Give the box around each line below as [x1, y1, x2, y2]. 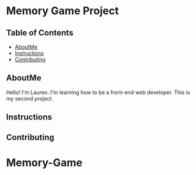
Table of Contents [6, 28, 74, 38]
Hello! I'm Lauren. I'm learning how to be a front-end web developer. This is [6, 89, 191, 96]
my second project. [6, 95, 53, 102]
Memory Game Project [6, 4, 119, 18]
